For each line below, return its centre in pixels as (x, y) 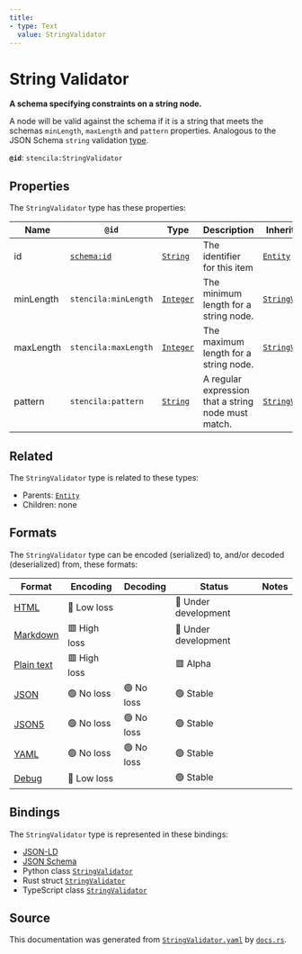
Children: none (50, 504)
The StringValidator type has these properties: (98, 208)
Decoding (145, 586)
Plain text (34, 665)
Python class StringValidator (77, 870)
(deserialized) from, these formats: (73, 564)
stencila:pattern (107, 402)
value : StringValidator (62, 34)
